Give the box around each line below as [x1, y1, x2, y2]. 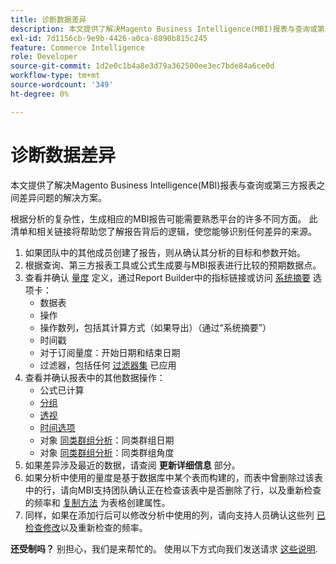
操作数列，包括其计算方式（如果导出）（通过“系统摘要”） [39, 321, 272, 333]
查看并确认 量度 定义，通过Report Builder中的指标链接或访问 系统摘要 [24, 271, 311, 283]
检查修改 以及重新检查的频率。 [24, 521, 148, 533]
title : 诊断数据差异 [10, 14, 87, 25]
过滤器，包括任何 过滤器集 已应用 [39, 359, 177, 371]
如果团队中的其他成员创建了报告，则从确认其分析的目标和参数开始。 [24, 246, 306, 258]
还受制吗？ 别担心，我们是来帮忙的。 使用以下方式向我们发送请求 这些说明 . [10, 542, 318, 555]
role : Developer [10, 52, 78, 62]
